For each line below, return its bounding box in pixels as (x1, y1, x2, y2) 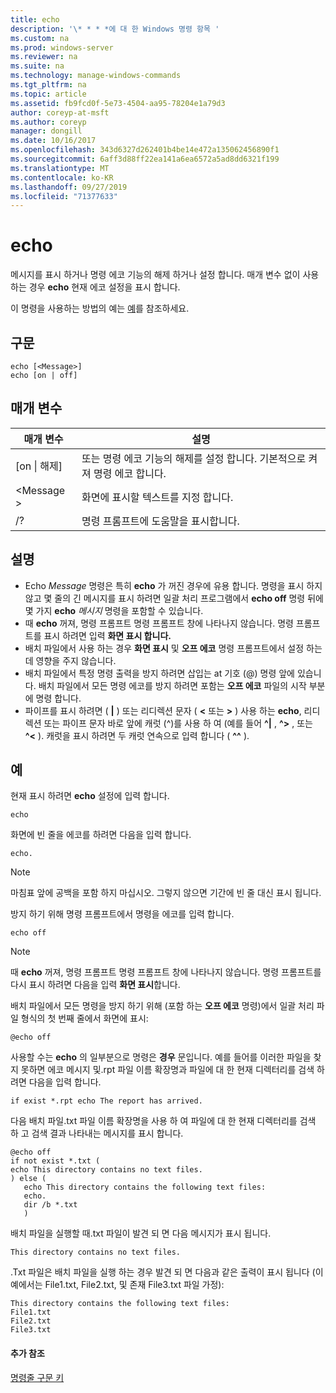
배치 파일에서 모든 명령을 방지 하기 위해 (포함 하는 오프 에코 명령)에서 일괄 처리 (10, 1000, 315, 1012)
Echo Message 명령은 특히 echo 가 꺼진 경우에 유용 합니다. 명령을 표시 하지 (24, 579, 323, 591)
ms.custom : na (10, 33, 70, 43)
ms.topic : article (10, 89, 87, 99)
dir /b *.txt (23, 1200, 78, 1210)
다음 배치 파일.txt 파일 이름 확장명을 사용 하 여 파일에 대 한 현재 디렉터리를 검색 (10, 1115, 317, 1127)
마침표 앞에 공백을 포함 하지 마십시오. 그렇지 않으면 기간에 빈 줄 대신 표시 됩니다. (10, 887, 322, 899)
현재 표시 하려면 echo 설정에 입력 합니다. (10, 790, 170, 802)
